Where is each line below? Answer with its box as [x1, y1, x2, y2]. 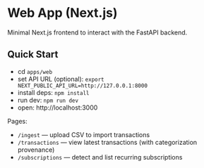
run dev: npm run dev [17, 96, 79, 104]
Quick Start [7, 49, 59, 60]
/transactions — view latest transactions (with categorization [17, 138, 198, 146]
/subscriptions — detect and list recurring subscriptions [17, 153, 183, 161]
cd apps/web [17, 67, 53, 75]
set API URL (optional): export [17, 75, 104, 83]
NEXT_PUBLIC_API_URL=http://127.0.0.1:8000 [17, 82, 148, 89]
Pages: [7, 117, 28, 125]
